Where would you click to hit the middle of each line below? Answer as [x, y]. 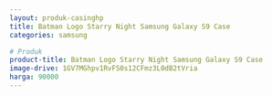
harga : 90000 [34, 77]
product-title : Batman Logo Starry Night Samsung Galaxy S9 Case [136, 60]
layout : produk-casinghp [57, 18]
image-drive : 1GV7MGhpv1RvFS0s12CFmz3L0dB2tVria [104, 69]
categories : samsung [49, 35]
